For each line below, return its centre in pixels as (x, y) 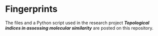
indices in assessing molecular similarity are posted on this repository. (79, 28)
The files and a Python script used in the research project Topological (77, 23)
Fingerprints (31, 9)
